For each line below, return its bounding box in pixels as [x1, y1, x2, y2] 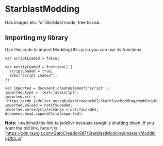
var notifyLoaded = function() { [5, 64, 73, 69]
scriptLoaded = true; [9, 69, 53, 73]
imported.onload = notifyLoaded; [5, 103, 73, 108]
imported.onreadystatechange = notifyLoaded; [5, 107, 98, 112]
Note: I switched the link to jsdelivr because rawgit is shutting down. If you [5, 120, 154, 126]
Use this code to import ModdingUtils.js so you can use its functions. [5, 46, 143, 52]
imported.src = [5, 94, 36, 99]
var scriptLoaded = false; [5, 56, 60, 61]
